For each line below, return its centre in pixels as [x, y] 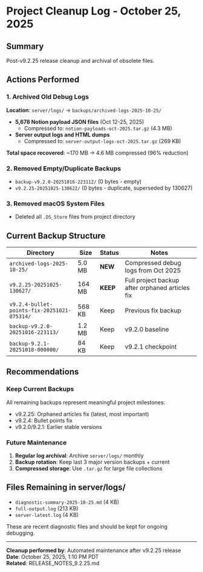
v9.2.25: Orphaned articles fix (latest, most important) [82, 414]
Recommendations [43, 372]
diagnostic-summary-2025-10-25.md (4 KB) [67, 502]
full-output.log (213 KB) [47, 508]
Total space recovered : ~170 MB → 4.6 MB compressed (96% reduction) [98, 153]
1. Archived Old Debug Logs [48, 97]
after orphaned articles [157, 288]
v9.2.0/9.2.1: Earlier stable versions [59, 426]
